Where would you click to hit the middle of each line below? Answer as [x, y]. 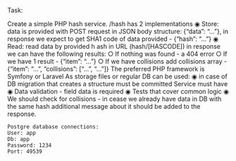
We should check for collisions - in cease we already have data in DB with [114, 99]
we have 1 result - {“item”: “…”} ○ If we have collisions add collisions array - [117, 61]
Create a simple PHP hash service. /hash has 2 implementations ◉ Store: [113, 24]
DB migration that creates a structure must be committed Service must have [118, 84]
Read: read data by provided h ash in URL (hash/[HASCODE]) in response [114, 46]
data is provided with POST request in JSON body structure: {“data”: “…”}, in [118, 31]
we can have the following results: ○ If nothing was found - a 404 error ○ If [117, 54]
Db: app [19, 139]
